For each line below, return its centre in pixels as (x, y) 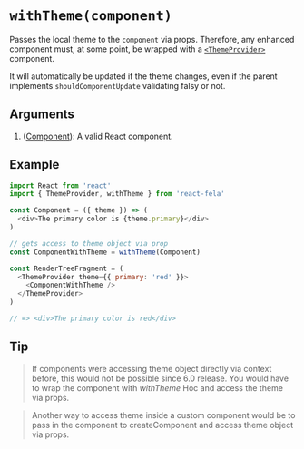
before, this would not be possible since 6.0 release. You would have (160, 378)
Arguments (42, 115)
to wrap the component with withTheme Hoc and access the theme (157, 387)
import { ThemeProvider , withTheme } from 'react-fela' (117, 194)
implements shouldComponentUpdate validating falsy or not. (118, 85)
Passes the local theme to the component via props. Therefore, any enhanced (152, 39)
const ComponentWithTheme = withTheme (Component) (105, 252)
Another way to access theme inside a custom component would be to (163, 415)
